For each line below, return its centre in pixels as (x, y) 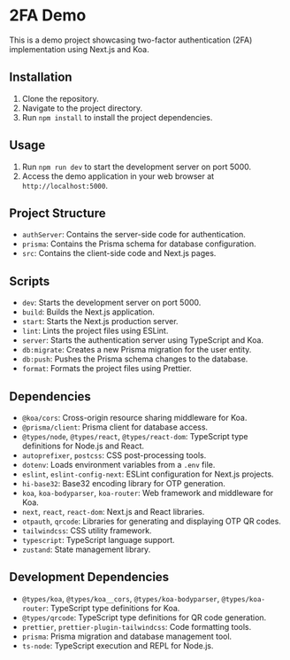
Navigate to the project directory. (82, 108)
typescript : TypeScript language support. (98, 540)
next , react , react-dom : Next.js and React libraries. (113, 512)
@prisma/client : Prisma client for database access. (115, 427)
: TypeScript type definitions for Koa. (113, 608)
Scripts (30, 281)
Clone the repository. (60, 98)
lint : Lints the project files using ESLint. (95, 331)
